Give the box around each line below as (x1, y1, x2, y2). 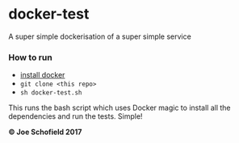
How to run (8, 52, 52, 63)
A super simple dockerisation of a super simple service (8, 32, 191, 41)
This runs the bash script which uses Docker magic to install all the (8, 103, 232, 113)
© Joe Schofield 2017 (8, 127, 82, 137)
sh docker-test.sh (19, 89, 82, 97)
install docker (19, 70, 65, 80)
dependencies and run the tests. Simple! (8, 111, 143, 121)
